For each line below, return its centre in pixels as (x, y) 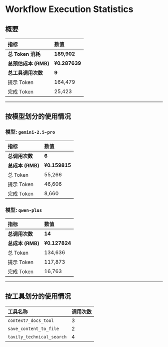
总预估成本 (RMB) (28, 64)
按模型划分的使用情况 (38, 117)
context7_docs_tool (31, 320)
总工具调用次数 (25, 73)
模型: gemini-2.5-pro (30, 132)
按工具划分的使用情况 (38, 297)
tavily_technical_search (37, 337)
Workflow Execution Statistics (69, 9)
